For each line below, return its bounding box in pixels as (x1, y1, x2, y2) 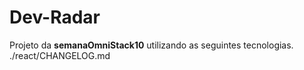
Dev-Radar (9, 6, 101, 29)
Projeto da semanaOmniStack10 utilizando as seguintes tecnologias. (9, 39, 294, 51)
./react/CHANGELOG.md (9, 49, 111, 61)
